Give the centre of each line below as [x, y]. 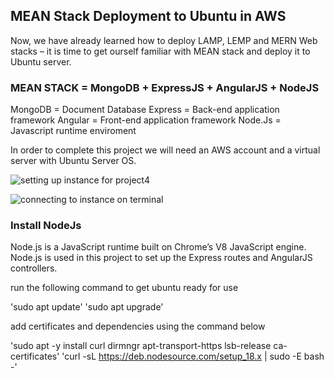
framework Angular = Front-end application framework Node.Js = [146, 120]
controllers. [34, 268]
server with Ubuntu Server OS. [73, 161]
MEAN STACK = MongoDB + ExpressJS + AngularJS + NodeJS [165, 87]
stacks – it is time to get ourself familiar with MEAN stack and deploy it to [160, 51]
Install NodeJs [46, 226]
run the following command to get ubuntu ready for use [124, 288]
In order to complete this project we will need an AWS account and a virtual [165, 150]
